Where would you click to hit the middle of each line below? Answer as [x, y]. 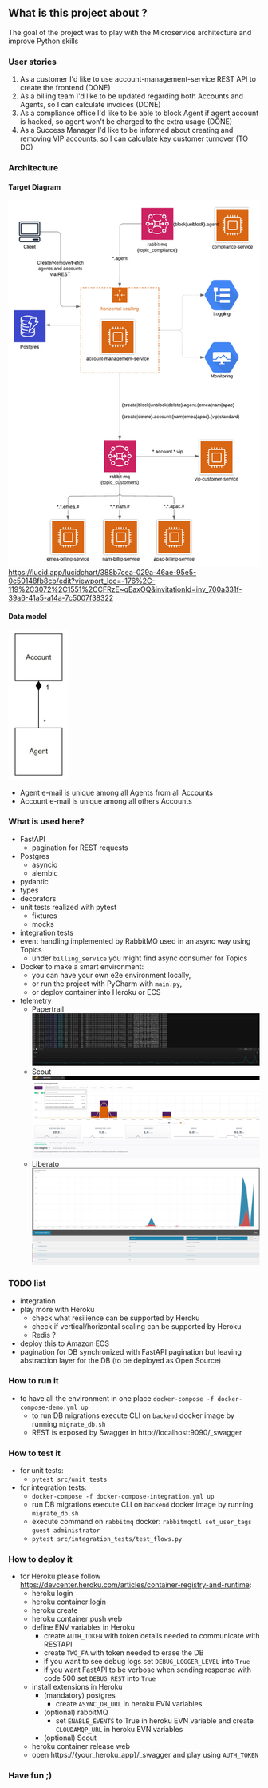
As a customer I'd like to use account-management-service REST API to [138, 79]
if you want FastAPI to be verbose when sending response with [148, 1670]
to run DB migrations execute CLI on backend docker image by [133, 1415]
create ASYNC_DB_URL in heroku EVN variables [129, 1704]
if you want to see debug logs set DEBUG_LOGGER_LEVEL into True [147, 1662]
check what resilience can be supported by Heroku [116, 1318]
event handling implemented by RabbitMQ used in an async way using [135, 941]
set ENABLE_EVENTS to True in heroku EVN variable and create [154, 1721]
